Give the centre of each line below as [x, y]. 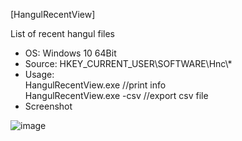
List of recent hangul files [62, 33]
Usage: [39, 74]
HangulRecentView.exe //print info [95, 85]
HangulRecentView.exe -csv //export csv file [116, 95]
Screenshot [48, 106]
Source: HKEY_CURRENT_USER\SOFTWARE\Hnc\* [128, 63]
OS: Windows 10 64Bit [70, 53]
